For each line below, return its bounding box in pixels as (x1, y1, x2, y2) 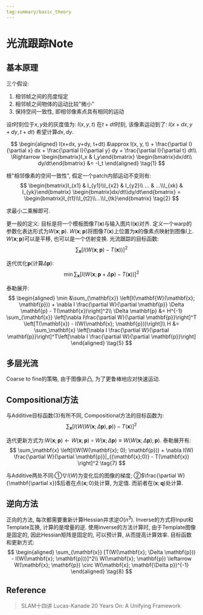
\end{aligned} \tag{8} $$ (70, 568, 133, 575)
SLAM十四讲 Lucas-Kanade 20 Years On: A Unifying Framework (21, 602, 181, 609)
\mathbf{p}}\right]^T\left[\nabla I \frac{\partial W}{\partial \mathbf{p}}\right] (7, 333, 196, 340)
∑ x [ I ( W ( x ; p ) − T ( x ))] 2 (75, 245, 128, 254)
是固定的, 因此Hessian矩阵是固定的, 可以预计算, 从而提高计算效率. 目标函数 (6, 531, 192, 538)
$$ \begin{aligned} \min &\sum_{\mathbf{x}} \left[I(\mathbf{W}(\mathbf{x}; (8, 294, 195, 301)
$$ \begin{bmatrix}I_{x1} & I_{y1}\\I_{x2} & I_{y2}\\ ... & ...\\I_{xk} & (20, 182, 183, 189)
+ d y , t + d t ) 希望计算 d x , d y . (6, 128, 74, 135)
